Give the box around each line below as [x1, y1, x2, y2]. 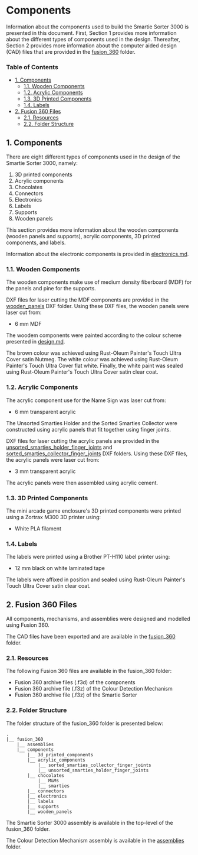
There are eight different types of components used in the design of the [6, 153, 181, 160]
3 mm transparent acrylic [14, 468, 76, 475]
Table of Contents [6, 63, 59, 71]
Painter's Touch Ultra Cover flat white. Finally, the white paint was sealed [6, 362, 183, 370]
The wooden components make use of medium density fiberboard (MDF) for [6, 278, 192, 286]
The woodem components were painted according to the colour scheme [6, 332, 181, 339]
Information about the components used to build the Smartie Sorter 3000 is [6, 23, 189, 30]
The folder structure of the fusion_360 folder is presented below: [6, 720, 164, 727]
